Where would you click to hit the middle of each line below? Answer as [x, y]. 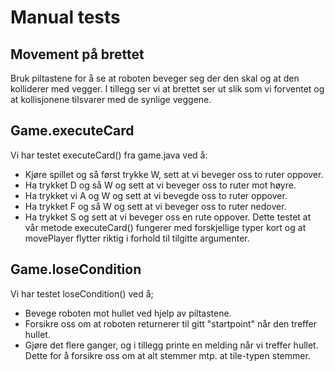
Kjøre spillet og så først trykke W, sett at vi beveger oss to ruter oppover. [174, 174]
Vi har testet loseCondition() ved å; [82, 293]
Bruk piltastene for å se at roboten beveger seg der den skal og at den [155, 78]
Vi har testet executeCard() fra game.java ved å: [109, 155]
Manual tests [65, 17]
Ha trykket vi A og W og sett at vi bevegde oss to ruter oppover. [156, 195]
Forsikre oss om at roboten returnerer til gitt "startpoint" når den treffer [170, 323]
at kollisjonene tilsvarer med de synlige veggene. [111, 99]
